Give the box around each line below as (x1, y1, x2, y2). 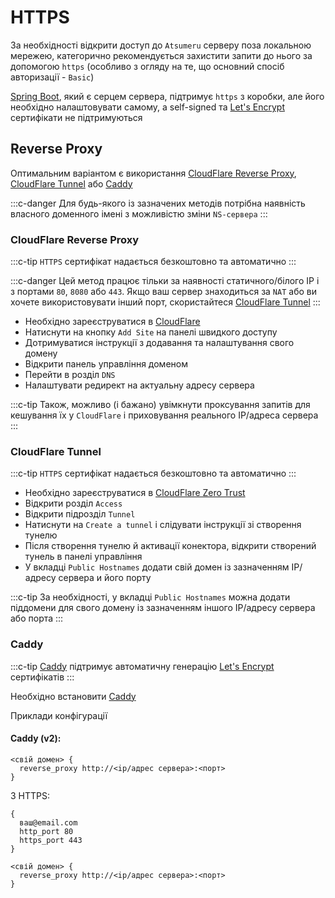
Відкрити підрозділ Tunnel (24, 508, 136, 520)
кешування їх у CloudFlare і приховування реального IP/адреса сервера (10, 409, 319, 421)
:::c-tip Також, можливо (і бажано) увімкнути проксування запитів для (10, 399, 311, 411)
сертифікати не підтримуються (10, 111, 143, 123)
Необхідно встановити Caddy (10, 690, 137, 702)
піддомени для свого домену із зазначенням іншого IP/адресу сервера (10, 602, 316, 614)
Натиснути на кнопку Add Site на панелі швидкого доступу (24, 326, 278, 338)
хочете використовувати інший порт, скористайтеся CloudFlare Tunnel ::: (10, 296, 321, 308)
